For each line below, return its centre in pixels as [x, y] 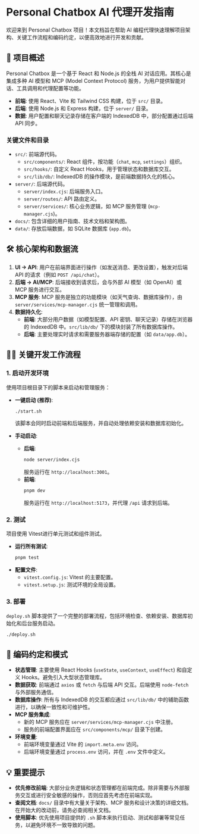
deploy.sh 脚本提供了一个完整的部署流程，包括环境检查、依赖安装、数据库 [97, 616]
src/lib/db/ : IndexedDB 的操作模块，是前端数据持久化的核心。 [101, 177]
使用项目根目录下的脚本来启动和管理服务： [58, 387]
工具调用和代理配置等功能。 [50, 88]
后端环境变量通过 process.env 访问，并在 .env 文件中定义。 [96, 752]
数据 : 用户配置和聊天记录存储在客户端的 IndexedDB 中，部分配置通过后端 [104, 115]
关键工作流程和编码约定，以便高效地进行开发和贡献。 [81, 37]
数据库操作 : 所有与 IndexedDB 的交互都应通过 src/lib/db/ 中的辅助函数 [102, 699]
